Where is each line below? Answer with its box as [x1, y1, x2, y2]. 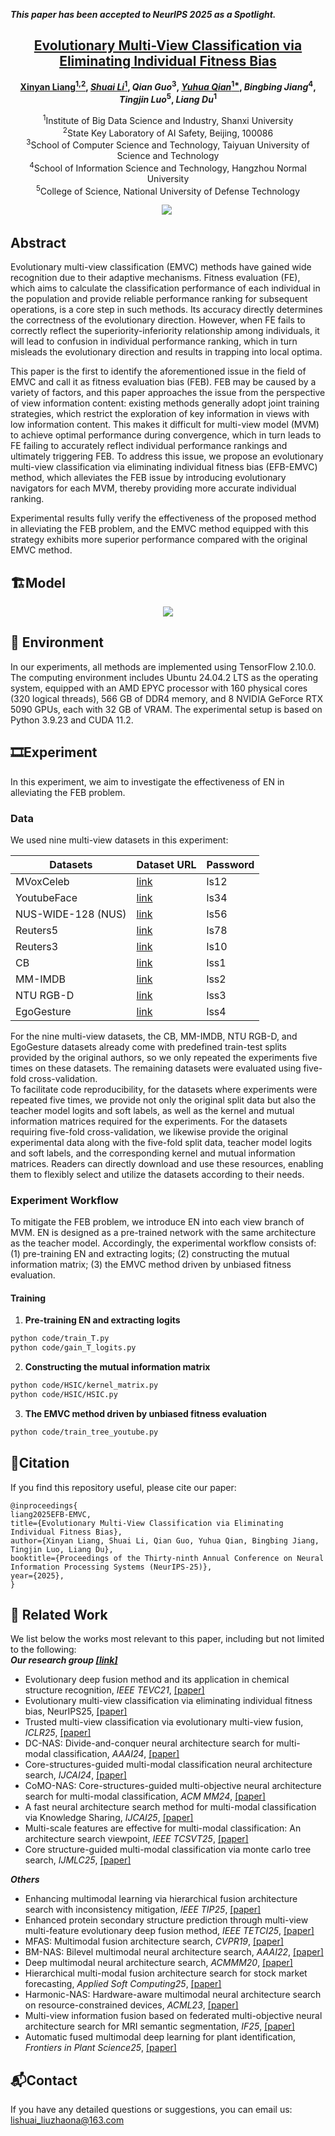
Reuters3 [15, 939, 59, 953]
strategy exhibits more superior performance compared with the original [10, 534, 308, 546]
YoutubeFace [15, 890, 78, 904]
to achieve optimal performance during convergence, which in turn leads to [10, 429, 322, 441]
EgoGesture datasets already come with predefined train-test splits [10, 1040, 287, 1053]
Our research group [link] [10, 1654, 118, 1666]
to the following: [10, 1644, 77, 1656]
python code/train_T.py [10, 1334, 110, 1344]
